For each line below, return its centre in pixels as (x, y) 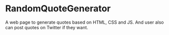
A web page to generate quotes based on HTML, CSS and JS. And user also (85, 22)
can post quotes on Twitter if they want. (47, 27)
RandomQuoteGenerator (58, 9)
